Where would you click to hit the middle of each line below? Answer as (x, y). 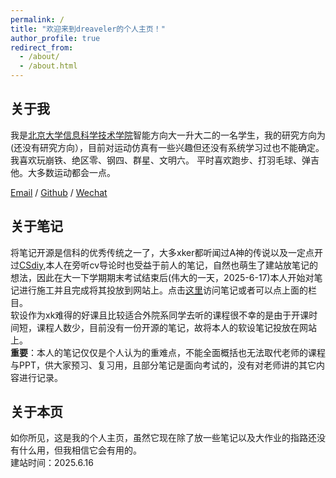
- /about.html (48, 66)
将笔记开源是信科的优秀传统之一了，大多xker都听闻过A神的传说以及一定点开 (167, 252)
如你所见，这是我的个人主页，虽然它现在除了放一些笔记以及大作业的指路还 (163, 438)
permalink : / (37, 19)
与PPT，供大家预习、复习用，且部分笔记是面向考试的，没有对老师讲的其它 (163, 365)
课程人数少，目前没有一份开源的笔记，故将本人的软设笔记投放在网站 (176, 327)
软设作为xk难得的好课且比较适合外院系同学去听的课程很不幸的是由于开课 (160, 315)
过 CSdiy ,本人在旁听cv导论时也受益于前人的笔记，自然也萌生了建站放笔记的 (164, 265)
